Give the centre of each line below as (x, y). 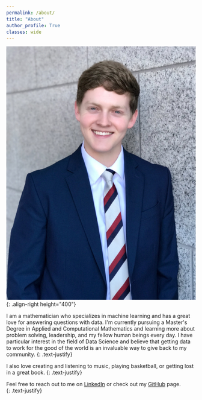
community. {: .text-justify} (39, 354)
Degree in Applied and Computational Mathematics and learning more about (101, 329)
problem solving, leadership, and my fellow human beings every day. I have (99, 335)
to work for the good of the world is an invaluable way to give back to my (96, 348)
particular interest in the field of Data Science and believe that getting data (99, 341)
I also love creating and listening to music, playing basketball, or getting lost (100, 366)
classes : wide (24, 32)
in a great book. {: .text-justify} (44, 373)
